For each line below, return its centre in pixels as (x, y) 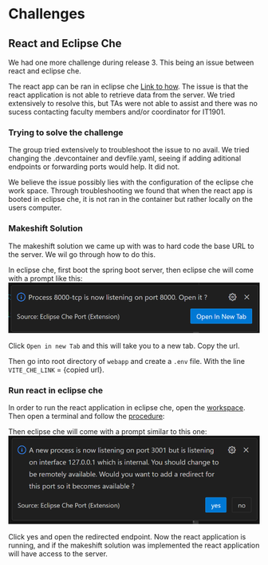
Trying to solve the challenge (66, 132)
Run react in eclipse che (56, 390)
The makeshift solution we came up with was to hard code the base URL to (131, 246)
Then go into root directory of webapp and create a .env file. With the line (127, 362)
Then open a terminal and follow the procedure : (87, 417)
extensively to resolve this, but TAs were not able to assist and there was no (133, 103)
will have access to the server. (58, 554)
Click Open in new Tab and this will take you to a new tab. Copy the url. (124, 346)
